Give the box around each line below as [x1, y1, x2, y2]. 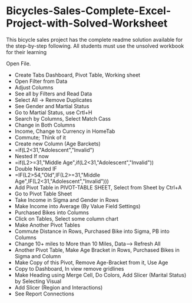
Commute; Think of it [14, 134, 67, 141]
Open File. [6, 60, 31, 67]
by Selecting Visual [14, 278, 62, 285]
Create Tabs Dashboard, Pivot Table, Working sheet [14, 71, 140, 78]
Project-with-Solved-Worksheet [6, 16, 168, 30]
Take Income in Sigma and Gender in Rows [14, 196, 119, 204]
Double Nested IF [14, 165, 57, 172]
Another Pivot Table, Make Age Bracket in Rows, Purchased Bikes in [14, 246, 180, 254]
